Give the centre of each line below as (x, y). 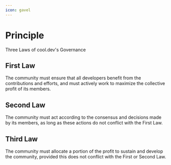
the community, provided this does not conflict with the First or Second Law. (86, 157)
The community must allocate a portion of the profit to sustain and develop (84, 151)
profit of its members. (28, 89)
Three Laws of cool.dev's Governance (46, 50)
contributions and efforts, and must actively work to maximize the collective (85, 84)
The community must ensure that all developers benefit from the (73, 78)
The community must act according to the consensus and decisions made (83, 117)
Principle (25, 35)
